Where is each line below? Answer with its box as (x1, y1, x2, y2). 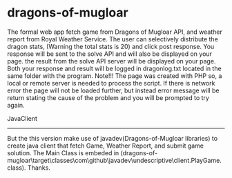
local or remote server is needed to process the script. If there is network (7, 79, 215, 87)
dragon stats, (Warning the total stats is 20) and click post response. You (7, 42, 215, 50)
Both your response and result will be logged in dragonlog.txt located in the (7, 64, 222, 72)
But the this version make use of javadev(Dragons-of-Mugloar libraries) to (7, 134, 218, 142)
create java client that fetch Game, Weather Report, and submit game (7, 141, 204, 150)
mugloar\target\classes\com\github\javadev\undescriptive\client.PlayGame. (7, 156, 222, 164)
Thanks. (27, 164, 50, 172)
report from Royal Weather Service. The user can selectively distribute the (7, 34, 219, 43)
